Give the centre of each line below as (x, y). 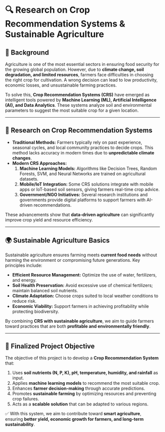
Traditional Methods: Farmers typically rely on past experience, (77, 142)
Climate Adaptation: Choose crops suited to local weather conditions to (85, 296)
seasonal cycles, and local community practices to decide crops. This (83, 147)
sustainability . (20, 425)
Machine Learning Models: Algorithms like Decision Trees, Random (88, 168)
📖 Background (27, 52)
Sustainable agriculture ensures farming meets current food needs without (81, 255)
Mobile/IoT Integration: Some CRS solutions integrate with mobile (86, 184)
